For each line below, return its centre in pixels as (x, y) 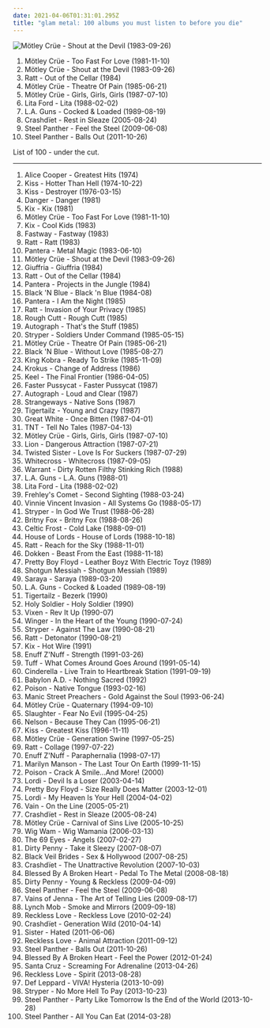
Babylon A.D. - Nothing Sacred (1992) (85, 680)
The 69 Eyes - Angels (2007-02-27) (83, 840)
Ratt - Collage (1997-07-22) (69, 747)
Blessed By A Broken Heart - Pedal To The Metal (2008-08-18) (126, 873)
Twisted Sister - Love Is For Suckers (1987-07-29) (106, 452)
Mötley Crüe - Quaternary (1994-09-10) (89, 705)
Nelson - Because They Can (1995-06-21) (92, 722)
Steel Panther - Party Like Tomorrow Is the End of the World (122, 999)
